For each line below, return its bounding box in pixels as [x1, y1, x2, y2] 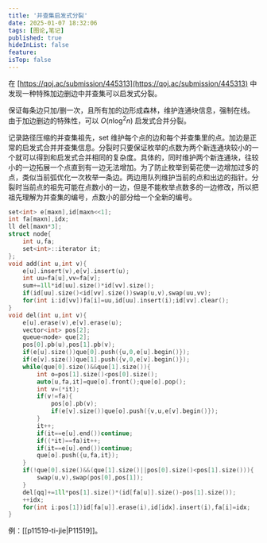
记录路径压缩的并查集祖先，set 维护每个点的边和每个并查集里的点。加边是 [8, 133, 250, 142]
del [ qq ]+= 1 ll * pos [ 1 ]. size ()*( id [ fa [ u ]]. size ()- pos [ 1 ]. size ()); [22, 488, 237, 496]
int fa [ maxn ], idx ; [8, 215, 69, 223]
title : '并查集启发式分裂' [8, 11, 88, 20]
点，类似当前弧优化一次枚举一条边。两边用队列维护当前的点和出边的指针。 [8, 172, 252, 182]
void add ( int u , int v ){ [8, 260, 87, 268]
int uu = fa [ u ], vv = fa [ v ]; [22, 275, 102, 283]
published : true [8, 33, 62, 42]
